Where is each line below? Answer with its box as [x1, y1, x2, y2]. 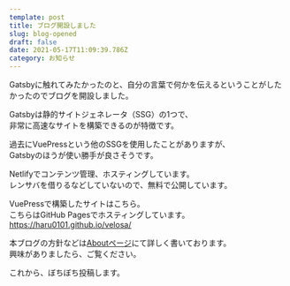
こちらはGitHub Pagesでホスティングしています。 [9, 209, 190, 220]
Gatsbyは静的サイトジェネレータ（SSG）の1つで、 [9, 109, 193, 119]
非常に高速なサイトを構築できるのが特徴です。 [9, 120, 179, 131]
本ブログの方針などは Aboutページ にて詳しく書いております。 [9, 237, 232, 248]
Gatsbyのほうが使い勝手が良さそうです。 [9, 150, 158, 160]
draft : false [9, 37, 57, 47]
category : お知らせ [9, 54, 75, 63]
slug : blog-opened [9, 29, 77, 38]
